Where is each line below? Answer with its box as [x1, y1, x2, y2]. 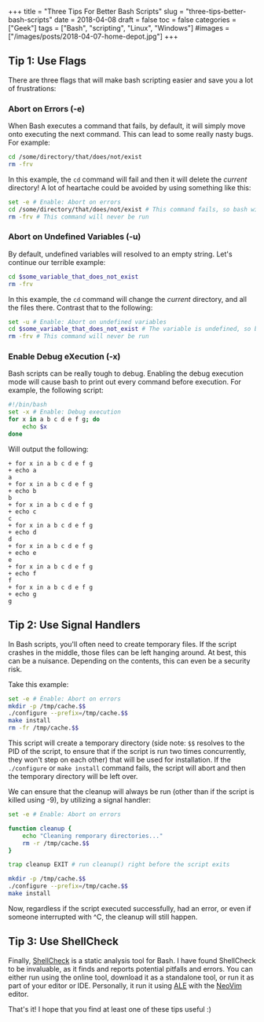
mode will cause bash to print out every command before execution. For [8, 377, 242, 387]
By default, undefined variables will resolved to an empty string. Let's [8, 249, 233, 259]
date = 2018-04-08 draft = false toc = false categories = [53, 15, 237, 24]
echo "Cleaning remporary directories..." [22, 832, 163, 840]
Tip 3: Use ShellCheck [8, 935, 119, 948]
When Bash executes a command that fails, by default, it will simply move [8, 121, 246, 131]
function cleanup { [8, 825, 72, 833]
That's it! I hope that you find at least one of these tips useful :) [8, 1004, 212, 1013]
